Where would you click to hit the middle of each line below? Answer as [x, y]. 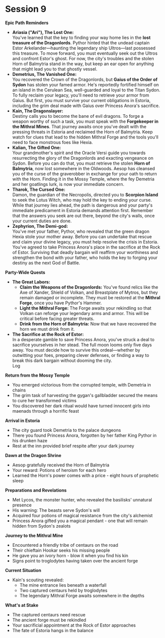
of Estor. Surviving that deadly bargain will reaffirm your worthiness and [85, 252]
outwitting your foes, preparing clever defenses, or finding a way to [81, 355]
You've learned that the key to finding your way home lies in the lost [82, 37]
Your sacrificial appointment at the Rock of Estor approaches [74, 625]
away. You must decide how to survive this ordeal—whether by [76, 350]
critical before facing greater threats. [57, 319]
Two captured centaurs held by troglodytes [63, 590]
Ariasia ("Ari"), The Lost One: [43, 32]
